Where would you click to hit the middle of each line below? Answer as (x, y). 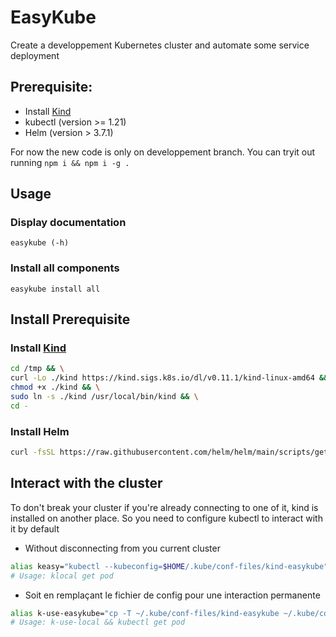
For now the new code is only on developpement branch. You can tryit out (163, 152)
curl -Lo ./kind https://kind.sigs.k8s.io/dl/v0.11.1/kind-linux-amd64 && (169, 378)
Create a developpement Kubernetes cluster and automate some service (160, 45)
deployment (35, 55)
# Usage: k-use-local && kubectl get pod (98, 622)
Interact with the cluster (86, 483)
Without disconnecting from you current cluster (122, 548)
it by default (35, 528)
